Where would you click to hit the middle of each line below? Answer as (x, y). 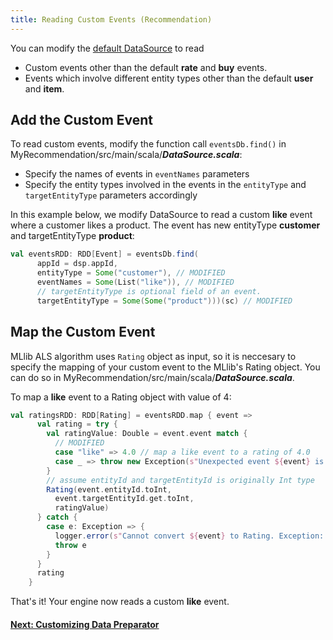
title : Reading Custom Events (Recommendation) (111, 19)
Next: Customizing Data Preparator (85, 624)
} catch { (57, 517)
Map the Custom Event (83, 332)
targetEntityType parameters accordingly (111, 195)
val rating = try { (77, 424)
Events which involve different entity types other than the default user (169, 78)
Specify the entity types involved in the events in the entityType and (165, 185)
